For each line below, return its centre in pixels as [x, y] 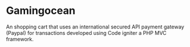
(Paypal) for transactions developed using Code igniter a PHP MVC [87, 32]
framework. [20, 39]
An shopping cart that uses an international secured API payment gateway [95, 27]
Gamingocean [41, 11]
